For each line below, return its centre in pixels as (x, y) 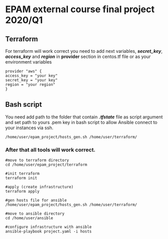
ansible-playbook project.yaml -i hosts (49, 232)
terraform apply (22, 192)
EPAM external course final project (80, 9)
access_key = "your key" (31, 76)
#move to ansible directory (35, 214)
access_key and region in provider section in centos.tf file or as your (78, 56)
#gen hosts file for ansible (36, 200)
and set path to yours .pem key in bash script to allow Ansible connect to (81, 122)
